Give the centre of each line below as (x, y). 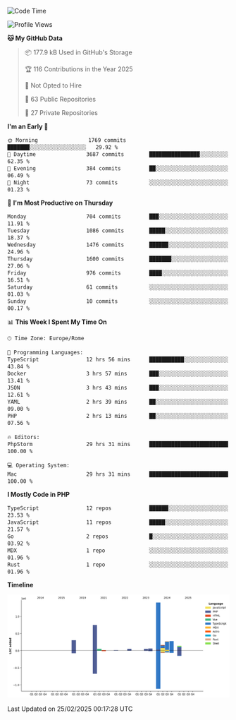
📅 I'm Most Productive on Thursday (60, 203)
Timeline (20, 585)
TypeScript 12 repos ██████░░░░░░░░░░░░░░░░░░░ (118, 508)
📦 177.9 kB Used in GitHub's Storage (78, 52)
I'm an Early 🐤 (28, 126)
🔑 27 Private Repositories (61, 113)
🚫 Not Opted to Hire (53, 85)
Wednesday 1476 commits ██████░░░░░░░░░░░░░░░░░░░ (118, 245)
